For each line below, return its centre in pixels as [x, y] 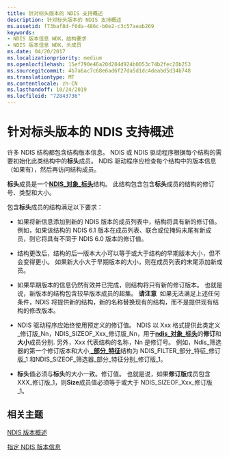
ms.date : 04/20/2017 [37, 52]
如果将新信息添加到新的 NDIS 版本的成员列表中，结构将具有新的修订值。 [119, 221]
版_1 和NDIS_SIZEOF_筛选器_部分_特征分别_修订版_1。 [92, 359]
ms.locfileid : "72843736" [44, 96]
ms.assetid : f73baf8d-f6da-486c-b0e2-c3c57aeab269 [81, 26]
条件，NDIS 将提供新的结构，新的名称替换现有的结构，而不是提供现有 [115, 302]
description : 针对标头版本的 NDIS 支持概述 [64, 20]
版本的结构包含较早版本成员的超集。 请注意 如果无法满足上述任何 [127, 293]
